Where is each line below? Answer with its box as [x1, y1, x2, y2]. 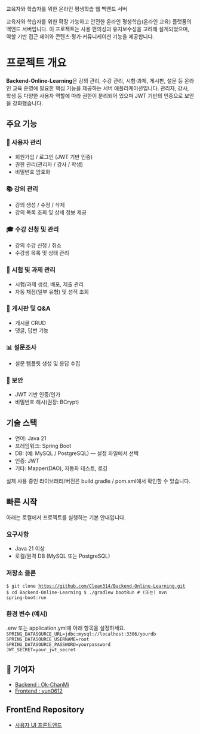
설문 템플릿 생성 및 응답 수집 [14, 360, 81, 367]
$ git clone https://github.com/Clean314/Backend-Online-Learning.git [6, 583, 186, 589]
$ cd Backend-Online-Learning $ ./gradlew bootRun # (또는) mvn [6, 589, 167, 595]
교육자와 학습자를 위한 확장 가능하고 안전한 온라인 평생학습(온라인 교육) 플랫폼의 [6, 18, 192, 25]
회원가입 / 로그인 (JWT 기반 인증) [14, 153, 93, 160]
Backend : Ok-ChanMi [14, 681, 69, 688]
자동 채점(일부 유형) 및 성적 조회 [14, 288, 90, 295]
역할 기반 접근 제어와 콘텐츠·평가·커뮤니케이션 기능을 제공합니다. [6, 33, 155, 40]
